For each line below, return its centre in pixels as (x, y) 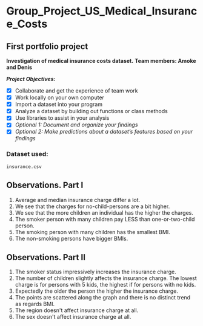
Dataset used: (27, 154)
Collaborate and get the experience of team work (76, 91)
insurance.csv (24, 167)
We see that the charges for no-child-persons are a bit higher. (92, 206)
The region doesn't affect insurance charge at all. (77, 310)
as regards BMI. (35, 304)
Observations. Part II (46, 257)
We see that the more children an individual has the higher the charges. (104, 212)
